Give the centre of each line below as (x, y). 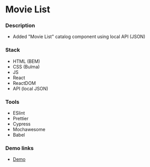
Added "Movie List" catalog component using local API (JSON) (79, 36)
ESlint (19, 113)
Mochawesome (29, 129)
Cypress (22, 124)
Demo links (20, 148)
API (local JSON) (30, 88)
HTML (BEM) (26, 61)
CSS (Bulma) (26, 67)
